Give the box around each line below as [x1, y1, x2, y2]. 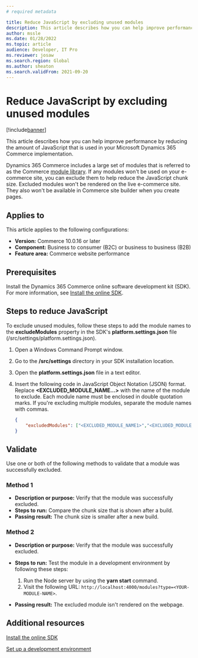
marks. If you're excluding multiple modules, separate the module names [14, 399, 192, 406]
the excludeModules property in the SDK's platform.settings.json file [6, 328, 177, 335]
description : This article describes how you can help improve [6, 25, 165, 31]
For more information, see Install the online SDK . [6, 289, 124, 296]
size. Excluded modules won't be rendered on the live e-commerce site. [6, 181, 181, 188]
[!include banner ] [6, 127, 47, 134]
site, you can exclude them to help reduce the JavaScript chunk [33, 174, 189, 181]
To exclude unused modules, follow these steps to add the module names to [6, 322, 192, 329]
